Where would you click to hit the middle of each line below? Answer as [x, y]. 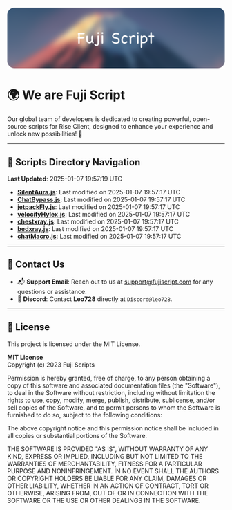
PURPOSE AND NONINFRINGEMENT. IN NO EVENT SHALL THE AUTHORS [113, 471]
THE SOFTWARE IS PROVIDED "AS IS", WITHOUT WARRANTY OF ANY [108, 449]
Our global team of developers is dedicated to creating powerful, [99, 119]
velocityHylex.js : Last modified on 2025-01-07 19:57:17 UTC [104, 215]
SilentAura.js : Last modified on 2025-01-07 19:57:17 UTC [99, 192]
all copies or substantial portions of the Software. [77, 435]
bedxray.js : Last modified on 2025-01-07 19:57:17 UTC [95, 229]
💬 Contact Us [36, 265]
